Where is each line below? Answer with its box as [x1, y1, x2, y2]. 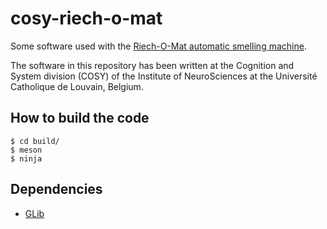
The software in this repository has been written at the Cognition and [10, 59, 295, 71]
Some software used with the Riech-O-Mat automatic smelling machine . [10, 40, 307, 52]
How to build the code [10, 110, 150, 127]
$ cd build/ [10, 136, 60, 146]
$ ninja [10, 153, 43, 164]
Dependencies [10, 181, 103, 198]
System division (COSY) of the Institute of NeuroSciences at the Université [10, 70, 318, 82]
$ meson [10, 145, 43, 155]
